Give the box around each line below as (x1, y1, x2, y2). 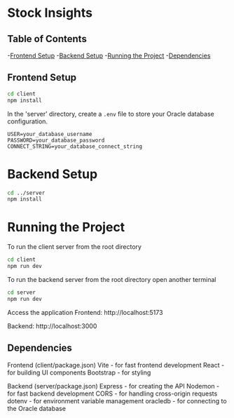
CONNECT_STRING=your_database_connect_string (7, 142, 142, 150)
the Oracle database (7, 404, 67, 412)
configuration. (7, 117, 48, 126)
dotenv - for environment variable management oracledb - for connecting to (7, 396, 227, 405)
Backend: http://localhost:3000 (7, 321, 97, 330)
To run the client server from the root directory (7, 243, 142, 251)
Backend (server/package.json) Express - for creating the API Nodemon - (7, 382, 219, 390)
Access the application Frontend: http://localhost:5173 (7, 308, 163, 316)
